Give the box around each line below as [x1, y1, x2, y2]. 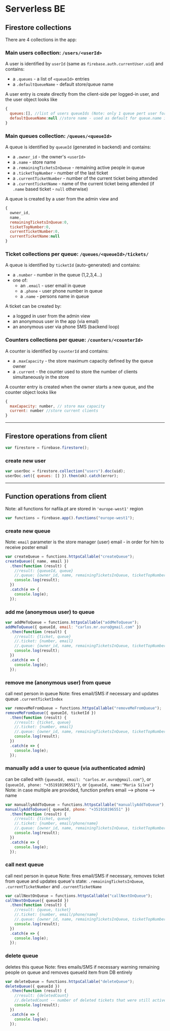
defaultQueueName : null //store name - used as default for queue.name [10, 116, 162, 121]
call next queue [5, 861, 44, 868]
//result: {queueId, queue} [14, 568, 73, 573]
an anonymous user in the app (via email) [12, 319, 99, 325]
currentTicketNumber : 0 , [10, 229, 60, 234]
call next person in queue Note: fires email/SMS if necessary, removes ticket [5, 873, 164, 879]
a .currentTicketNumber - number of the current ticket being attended [12, 175, 158, 181]
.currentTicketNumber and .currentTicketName [5, 883, 102, 889]
